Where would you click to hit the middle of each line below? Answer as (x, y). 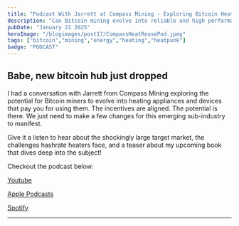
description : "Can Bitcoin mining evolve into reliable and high (106, 21)
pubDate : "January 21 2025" (49, 27)
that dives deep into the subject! (54, 152)
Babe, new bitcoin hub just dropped (88, 76)
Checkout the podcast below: (51, 166)
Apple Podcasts (31, 194)
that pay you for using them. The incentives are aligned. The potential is (113, 108)
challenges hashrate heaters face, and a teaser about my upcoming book (115, 145)
